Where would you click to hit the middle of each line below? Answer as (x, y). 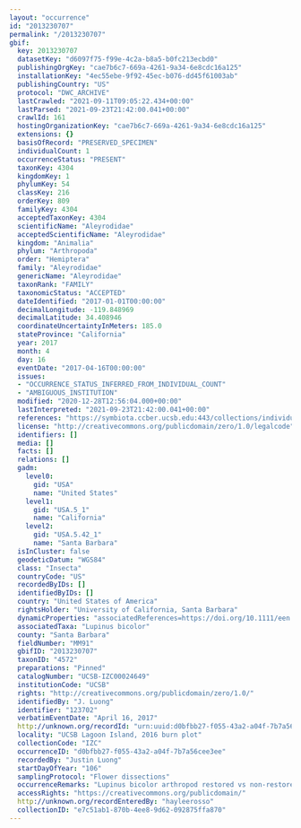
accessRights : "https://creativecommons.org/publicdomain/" (132, 793)
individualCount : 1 (54, 151)
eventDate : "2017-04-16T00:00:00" (82, 368)
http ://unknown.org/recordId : (73, 727)
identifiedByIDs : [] (56, 593)
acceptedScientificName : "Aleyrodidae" (92, 234)
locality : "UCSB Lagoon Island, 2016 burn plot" (110, 735)
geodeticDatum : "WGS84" (61, 560)
